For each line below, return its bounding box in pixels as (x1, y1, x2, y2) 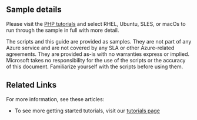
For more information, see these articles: (6, 95, 105, 102)
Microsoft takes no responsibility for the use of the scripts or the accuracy (6, 56, 186, 64)
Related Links (6, 80, 57, 90)
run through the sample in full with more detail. (6, 26, 119, 34)
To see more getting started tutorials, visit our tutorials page (14, 107, 161, 114)
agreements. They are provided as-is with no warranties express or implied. (6, 50, 190, 58)
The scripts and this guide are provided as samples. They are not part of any (6, 38, 192, 45)
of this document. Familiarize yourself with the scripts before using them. (6, 63, 183, 70)
